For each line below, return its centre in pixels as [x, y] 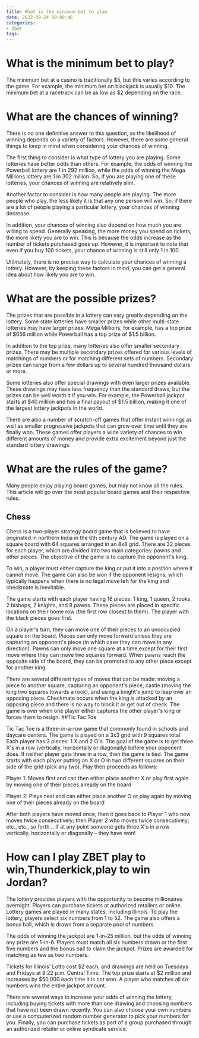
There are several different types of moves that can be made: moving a [93, 679]
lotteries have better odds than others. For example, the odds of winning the [99, 164]
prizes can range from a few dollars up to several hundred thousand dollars [98, 364]
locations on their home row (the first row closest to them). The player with [98, 611]
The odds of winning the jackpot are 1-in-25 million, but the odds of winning [99, 936]
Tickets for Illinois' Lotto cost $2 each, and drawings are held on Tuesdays [97, 966]
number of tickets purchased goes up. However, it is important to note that [97, 244]
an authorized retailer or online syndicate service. [67, 1028]
